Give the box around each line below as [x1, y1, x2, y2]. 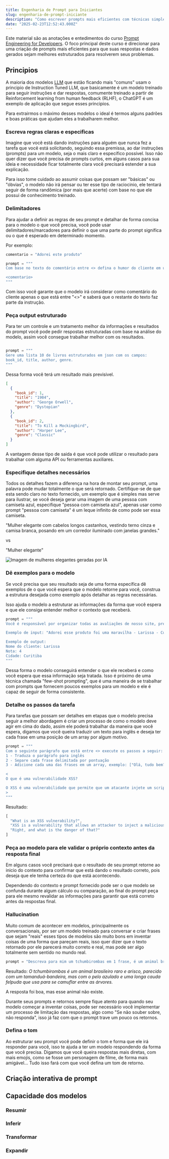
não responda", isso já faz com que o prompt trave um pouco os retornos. [6, 1014, 158, 1020]
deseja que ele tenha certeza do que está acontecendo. [6, 872, 121, 879]
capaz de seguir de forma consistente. [6, 689, 86, 695]
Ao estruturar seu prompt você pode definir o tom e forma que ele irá [6, 1038, 149, 1044]
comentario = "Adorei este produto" [6, 252, 82, 257]
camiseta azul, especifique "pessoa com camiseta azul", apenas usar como [6, 502, 162, 508]
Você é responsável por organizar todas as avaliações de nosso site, [6, 621, 156, 626]
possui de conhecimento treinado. [6, 192, 77, 198]
